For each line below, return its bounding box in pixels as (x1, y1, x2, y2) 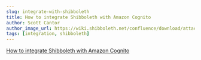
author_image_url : (6, 25, 52, 31)
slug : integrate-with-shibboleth (6, 8, 90, 15)
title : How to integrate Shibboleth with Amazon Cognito (6, 14, 151, 20)
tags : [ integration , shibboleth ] (6, 31, 90, 37)
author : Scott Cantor (6, 20, 60, 26)
